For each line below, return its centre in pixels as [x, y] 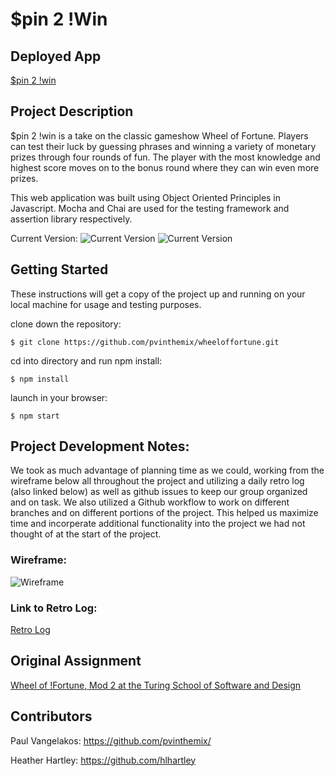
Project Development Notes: [100, 446]
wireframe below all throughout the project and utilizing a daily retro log [157, 481]
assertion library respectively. [71, 219]
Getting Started [59, 269]
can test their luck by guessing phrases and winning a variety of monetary [163, 146]
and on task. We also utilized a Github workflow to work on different [150, 502]
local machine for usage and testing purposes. [106, 304]
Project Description [72, 111]
